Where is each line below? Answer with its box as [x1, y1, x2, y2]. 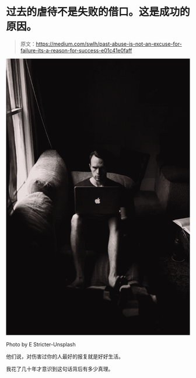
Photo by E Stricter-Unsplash [6, 341, 76, 348]
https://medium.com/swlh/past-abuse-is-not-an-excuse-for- [36, 40, 182, 47]
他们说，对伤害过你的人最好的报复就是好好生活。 [6, 353, 124, 360]
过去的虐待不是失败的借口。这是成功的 [6, 5, 191, 19]
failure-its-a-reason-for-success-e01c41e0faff [20, 47, 132, 54]
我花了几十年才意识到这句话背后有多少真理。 [6, 365, 114, 372]
